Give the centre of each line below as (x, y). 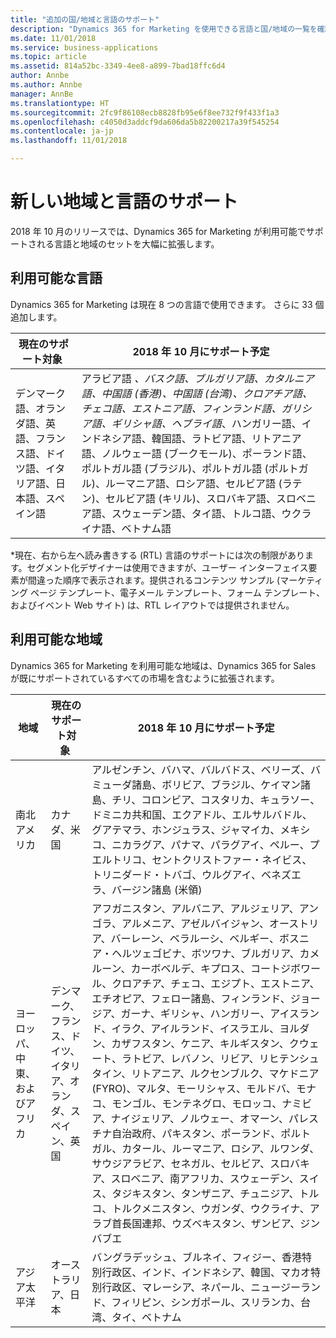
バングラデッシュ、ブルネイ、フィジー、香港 (196, 1257)
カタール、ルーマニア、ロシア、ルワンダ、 (220, 1148)
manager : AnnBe (42, 94)
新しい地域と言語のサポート (124, 202)
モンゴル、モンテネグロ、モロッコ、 (197, 1103)
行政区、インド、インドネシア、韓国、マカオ (206, 1272)
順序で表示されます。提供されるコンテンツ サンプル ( (171, 580)
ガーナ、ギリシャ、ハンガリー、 (195, 1013)
